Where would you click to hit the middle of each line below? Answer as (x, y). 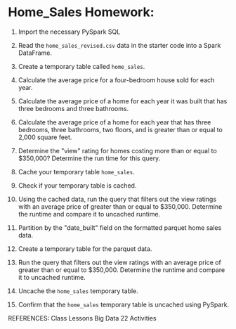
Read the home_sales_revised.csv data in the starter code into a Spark (119, 45)
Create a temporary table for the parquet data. (85, 249)
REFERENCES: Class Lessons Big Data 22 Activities (82, 318)
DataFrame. (35, 53)
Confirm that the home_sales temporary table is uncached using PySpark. (124, 304)
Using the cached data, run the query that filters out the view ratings (117, 199)
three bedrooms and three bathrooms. (73, 108)
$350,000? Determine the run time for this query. (89, 158)
